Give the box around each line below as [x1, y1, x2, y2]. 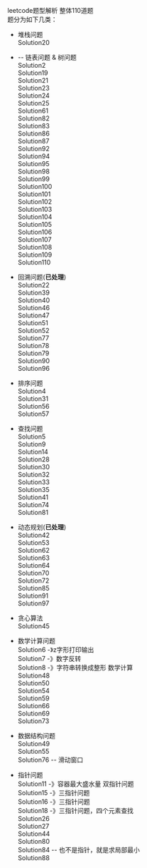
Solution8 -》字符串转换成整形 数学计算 [17, 663, 134, 672]
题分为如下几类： [7, 15, 58, 24]
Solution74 [17, 501, 50, 509]
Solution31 [17, 394, 48, 403]
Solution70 [17, 569, 50, 577]
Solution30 [17, 463, 50, 471]
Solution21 [17, 76, 48, 84]
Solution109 [17, 250, 53, 259]
